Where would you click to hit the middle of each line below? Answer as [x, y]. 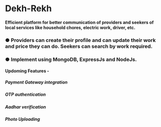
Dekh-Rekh [29, 9]
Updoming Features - [27, 71]
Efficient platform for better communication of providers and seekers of [80, 22]
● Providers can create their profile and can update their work [80, 40]
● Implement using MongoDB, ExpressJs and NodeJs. [71, 59]
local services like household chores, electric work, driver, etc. [70, 27]
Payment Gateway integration [36, 82]
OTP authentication [25, 95]
